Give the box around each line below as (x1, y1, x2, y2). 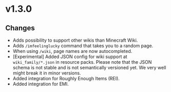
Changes (5, 24, 35, 32)
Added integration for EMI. (12, 81, 69, 87)
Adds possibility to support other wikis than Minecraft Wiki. (12, 37, 138, 43)
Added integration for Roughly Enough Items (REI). (12, 76, 120, 81)
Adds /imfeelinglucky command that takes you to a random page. (12, 43, 154, 49)
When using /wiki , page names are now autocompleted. (12, 48, 132, 54)
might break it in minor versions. (12, 70, 81, 76)
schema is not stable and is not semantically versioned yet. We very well (12, 65, 166, 70)
